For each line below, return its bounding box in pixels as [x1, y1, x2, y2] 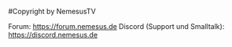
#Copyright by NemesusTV [8, 7, 96, 16]
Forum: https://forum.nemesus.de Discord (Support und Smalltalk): [8, 22, 225, 31]
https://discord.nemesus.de [8, 31, 98, 39]
